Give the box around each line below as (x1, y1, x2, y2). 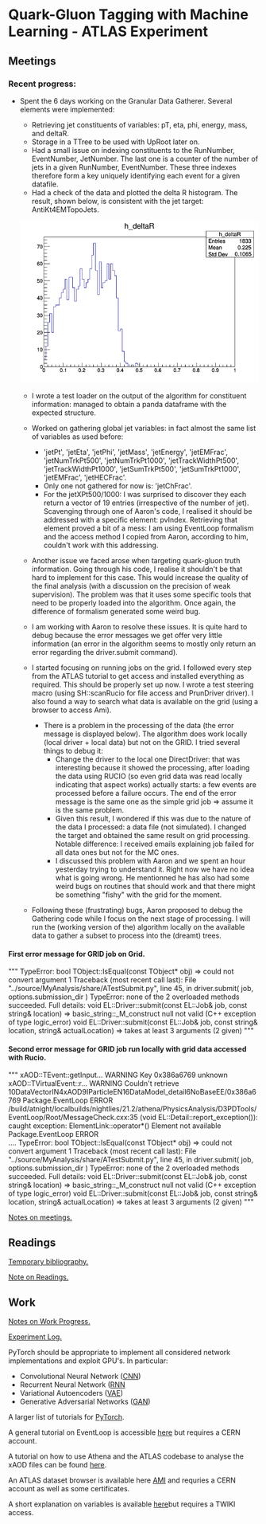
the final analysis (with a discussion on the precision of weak (31, 581, 231, 590)
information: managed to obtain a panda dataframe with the (31, 399, 227, 409)
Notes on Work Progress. (8, 1317, 91, 1326)
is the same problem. (55, 805, 125, 814)
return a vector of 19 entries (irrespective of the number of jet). (43, 498, 249, 507)
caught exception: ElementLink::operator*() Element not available (8, 1121, 222, 1130)
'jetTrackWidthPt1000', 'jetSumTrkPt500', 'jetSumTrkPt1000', (43, 464, 241, 473)
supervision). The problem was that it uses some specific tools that (31, 590, 252, 599)
